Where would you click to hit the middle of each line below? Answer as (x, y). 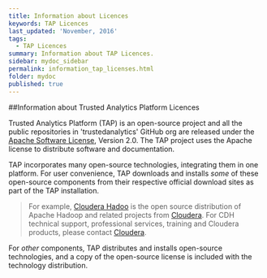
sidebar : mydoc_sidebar (49, 62)
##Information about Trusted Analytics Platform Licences (104, 107)
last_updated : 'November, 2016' (63, 31)
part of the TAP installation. (54, 190)
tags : (17, 39)
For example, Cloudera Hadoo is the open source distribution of (135, 206)
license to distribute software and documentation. (92, 149)
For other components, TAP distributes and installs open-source (116, 248)
